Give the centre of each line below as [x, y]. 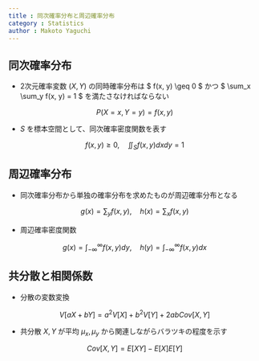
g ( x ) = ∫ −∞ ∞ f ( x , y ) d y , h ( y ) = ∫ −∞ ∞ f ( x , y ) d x [135, 247]
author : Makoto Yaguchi [50, 31]
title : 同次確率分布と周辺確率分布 [61, 16]
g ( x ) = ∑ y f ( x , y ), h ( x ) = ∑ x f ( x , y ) [135, 212]
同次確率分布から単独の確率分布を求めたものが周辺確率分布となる [129, 195]
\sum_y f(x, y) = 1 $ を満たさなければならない [95, 96]
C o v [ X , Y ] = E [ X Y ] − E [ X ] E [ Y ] [135, 349]
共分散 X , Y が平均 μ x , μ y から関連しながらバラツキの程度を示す [123, 332]
